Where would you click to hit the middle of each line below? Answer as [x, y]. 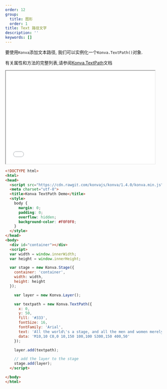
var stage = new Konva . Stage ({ [42, 268]
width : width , [29, 277]
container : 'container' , [40, 272]
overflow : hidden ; [37, 217]
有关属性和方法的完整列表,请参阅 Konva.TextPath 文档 [59, 63]
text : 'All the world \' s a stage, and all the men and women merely [91, 332]
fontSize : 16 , [33, 323]
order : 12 [15, 10]
